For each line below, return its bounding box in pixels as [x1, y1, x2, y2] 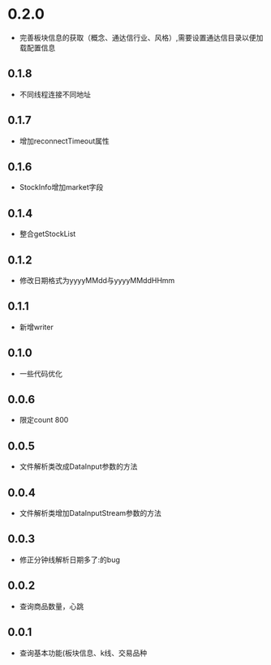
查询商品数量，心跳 [19, 601, 84, 611]
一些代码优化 [19, 368, 62, 378]
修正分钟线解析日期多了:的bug [19, 555, 121, 564]
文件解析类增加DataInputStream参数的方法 [19, 508, 161, 518]
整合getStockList [19, 229, 76, 239]
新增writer [19, 322, 54, 332]
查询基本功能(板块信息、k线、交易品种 [19, 648, 148, 658]
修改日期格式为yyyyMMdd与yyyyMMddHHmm [19, 276, 175, 285]
